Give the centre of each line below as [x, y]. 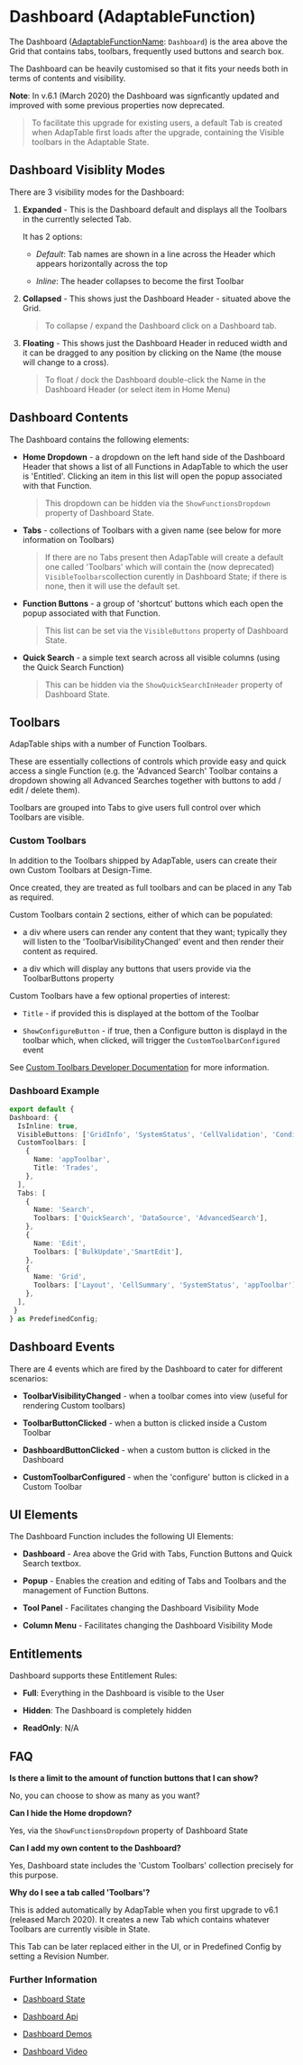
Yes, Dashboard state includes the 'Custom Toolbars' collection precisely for [151, 1865]
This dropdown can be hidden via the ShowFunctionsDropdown [158, 503]
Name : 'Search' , [64, 1210]
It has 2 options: [52, 236]
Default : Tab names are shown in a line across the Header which [156, 253]
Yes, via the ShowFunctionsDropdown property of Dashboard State [129, 1830]
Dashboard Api [50, 2016]
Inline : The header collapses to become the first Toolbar [140, 280]
